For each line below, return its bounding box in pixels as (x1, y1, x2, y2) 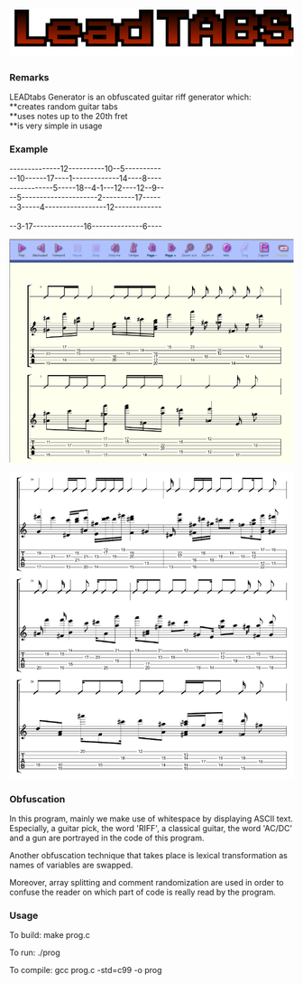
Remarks (9, 70, 50, 83)
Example (9, 143, 49, 155)
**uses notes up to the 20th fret (9, 111, 128, 122)
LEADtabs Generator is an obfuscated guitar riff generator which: (9, 91, 252, 103)
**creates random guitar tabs (9, 101, 119, 112)
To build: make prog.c (9, 930, 90, 941)
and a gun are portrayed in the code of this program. (9, 832, 205, 843)
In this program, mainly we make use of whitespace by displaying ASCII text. (9, 813, 293, 824)
